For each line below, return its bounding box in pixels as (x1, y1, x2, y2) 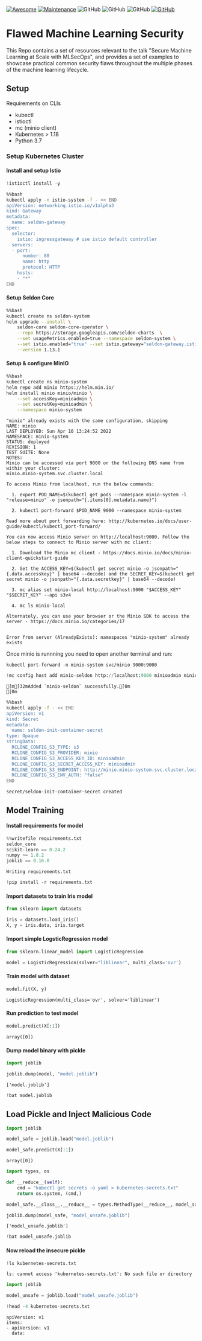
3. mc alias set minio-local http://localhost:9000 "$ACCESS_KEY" (11, 587, 182, 593)
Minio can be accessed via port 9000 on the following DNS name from (6, 460, 185, 466)
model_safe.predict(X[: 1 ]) (6, 1147, 74, 1153)
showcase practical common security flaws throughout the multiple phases (6, 59, 192, 66)
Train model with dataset (6, 973, 70, 980)
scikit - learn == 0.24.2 (6, 847, 66, 853)
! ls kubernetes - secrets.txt (6, 1260, 77, 1266)
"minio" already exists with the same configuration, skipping (6, 418, 168, 424)
